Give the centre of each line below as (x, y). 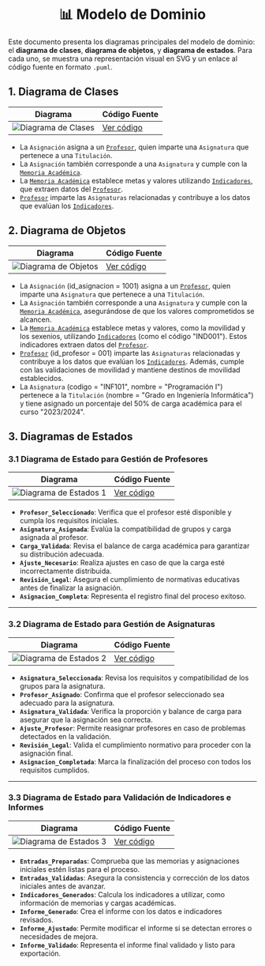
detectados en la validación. (65, 736)
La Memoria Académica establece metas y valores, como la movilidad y (132, 327)
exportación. (40, 953)
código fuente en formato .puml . (60, 66)
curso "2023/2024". (52, 412)
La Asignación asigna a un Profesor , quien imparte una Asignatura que (134, 147)
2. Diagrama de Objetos (67, 230)
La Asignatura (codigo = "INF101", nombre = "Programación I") (121, 387)
